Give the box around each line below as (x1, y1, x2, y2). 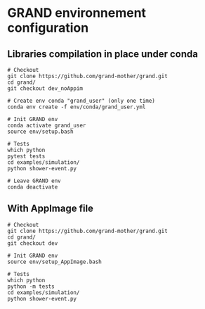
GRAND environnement (7, 5, 146, 21)
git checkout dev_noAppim (7, 85, 83, 92)
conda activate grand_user (7, 122, 86, 129)
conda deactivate (7, 184, 58, 191)
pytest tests (7, 153, 46, 160)
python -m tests (7, 283, 55, 290)
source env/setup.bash (7, 128, 74, 135)
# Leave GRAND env (7, 177, 61, 184)
